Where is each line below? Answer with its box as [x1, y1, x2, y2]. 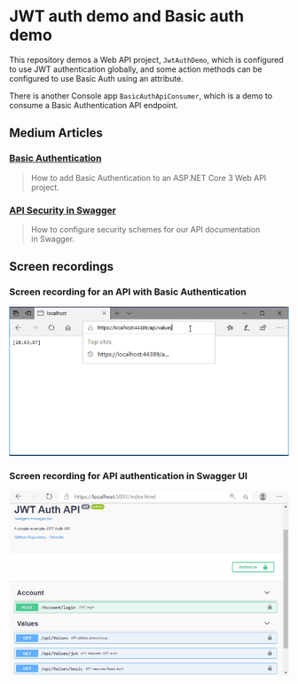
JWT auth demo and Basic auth [9, 6, 245, 27]
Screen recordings [9, 259, 114, 274]
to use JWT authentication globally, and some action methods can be [9, 64, 263, 75]
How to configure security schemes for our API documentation [30, 224, 261, 234]
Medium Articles [9, 126, 104, 141]
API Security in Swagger [9, 204, 117, 216]
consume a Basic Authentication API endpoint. [9, 99, 179, 110]
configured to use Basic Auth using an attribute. [9, 73, 184, 83]
